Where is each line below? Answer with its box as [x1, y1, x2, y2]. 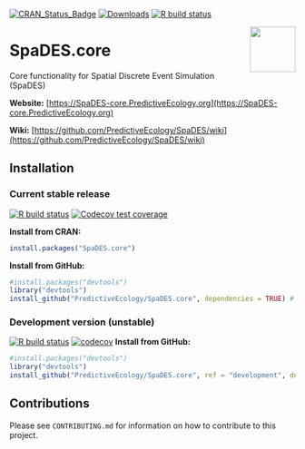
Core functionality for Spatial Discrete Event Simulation [9, 70, 215, 81]
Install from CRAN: [9, 226, 82, 237]
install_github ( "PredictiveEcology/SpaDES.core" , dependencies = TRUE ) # [9, 295, 295, 304]
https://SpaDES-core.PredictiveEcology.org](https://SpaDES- [48, 97, 278, 108]
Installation [9, 161, 74, 176]
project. [9, 429, 39, 440]
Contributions [9, 395, 90, 412]
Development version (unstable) [9, 316, 155, 328]
